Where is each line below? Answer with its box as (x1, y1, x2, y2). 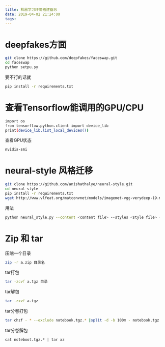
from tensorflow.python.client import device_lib (5, 123, 109, 128)
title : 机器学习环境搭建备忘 (5, 7, 57, 12)
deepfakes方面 (5, 39, 67, 50)
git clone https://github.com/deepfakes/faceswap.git (5, 56, 118, 60)
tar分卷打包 (5, 308, 28, 314)
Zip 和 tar (5, 233, 43, 244)
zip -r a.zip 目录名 (5, 260, 45, 265)
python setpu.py (5, 65, 38, 70)
